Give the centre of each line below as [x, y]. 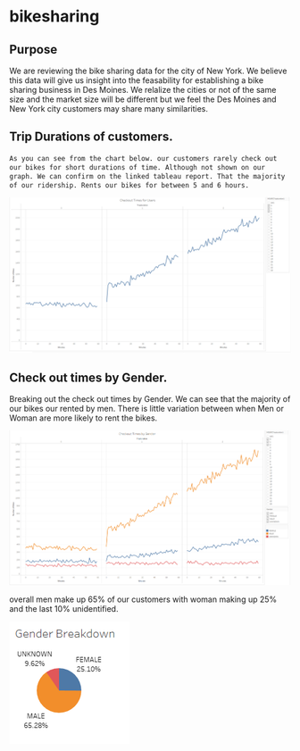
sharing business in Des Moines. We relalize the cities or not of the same [143, 90]
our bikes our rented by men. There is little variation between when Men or [146, 409]
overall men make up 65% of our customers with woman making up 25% [143, 599]
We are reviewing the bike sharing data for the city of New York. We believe [148, 71]
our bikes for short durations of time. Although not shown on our [137, 167]
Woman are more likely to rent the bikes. [83, 418]
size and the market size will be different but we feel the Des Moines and [143, 99]
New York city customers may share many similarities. [108, 108]
